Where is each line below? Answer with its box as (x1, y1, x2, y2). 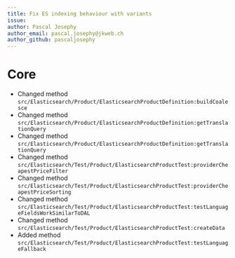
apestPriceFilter (17, 168, 69, 175)
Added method (17, 231, 61, 239)
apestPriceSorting (17, 189, 72, 196)
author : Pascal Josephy (7, 23, 77, 30)
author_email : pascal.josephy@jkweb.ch (7, 29, 124, 37)
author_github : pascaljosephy (7, 36, 96, 43)
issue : (7, 17, 27, 24)
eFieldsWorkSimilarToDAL (17, 210, 90, 217)
